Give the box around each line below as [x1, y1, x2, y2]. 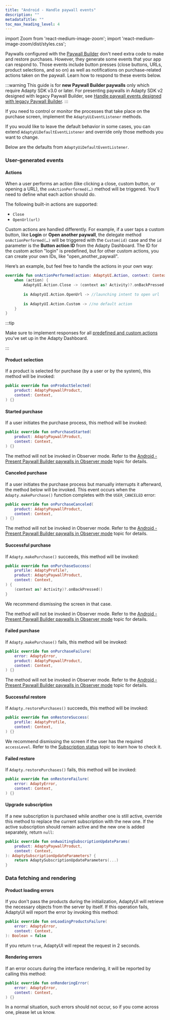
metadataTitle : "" [5, 17, 44, 22]
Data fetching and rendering [5, 875, 76, 882]
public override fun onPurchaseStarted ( [5, 430, 92, 435]
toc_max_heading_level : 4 [5, 21, 60, 27]
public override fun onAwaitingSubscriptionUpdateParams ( [5, 839, 130, 844]
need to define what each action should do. [5, 192, 96, 198]
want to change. [5, 134, 39, 140]
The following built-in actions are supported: [5, 201, 98, 207]
